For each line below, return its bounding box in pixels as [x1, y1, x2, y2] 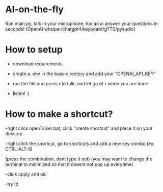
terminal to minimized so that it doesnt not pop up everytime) [5, 161, 133, 167]
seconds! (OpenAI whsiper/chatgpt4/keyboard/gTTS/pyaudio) [5, 26, 135, 32]
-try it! [5, 181, 19, 187]
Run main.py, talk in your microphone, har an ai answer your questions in [5, 20, 158, 27]
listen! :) [12, 90, 30, 97]
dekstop [5, 130, 23, 136]
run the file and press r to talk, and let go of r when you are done [12, 80, 149, 86]
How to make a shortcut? [5, 108, 113, 120]
